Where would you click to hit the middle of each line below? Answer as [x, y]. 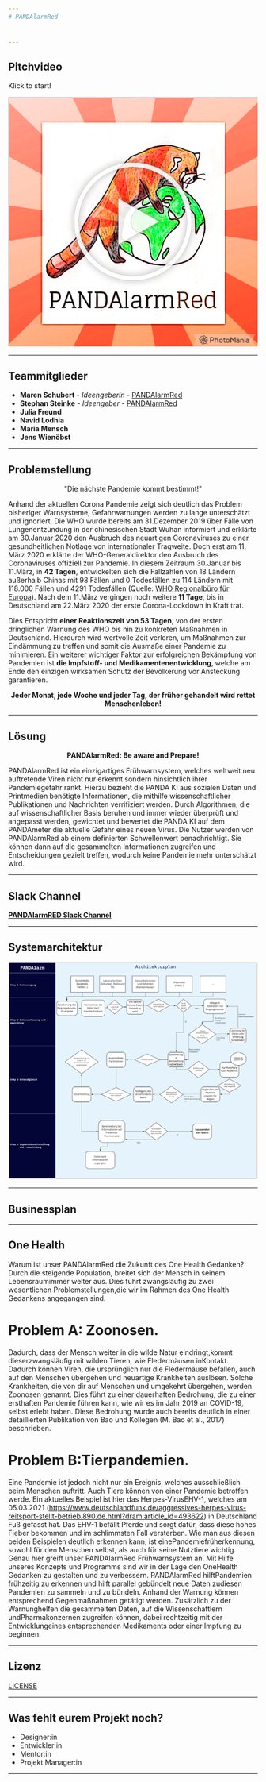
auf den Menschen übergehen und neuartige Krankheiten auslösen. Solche [131, 1377]
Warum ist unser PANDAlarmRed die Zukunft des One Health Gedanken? [126, 1264]
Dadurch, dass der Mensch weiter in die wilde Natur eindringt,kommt [121, 1352]
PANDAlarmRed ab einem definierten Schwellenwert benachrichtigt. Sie [125, 839]
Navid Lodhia [42, 420]
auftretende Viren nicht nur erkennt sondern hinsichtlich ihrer [108, 779]
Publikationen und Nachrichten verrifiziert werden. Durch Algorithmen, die [129, 804]
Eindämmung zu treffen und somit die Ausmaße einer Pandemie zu [117, 646]
